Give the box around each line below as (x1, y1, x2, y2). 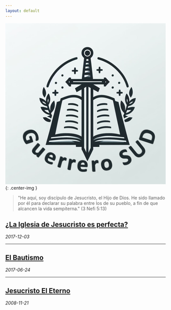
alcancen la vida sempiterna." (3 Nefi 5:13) (17, 205, 107, 212)
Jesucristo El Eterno (5, 286, 71, 295)
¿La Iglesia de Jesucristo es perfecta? (5, 220, 128, 229)
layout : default (5, 8, 40, 13)
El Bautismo (5, 253, 44, 262)
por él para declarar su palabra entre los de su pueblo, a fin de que (17, 200, 158, 206)
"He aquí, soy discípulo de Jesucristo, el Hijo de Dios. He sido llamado (17, 194, 165, 201)
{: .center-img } (5, 185, 38, 191)
